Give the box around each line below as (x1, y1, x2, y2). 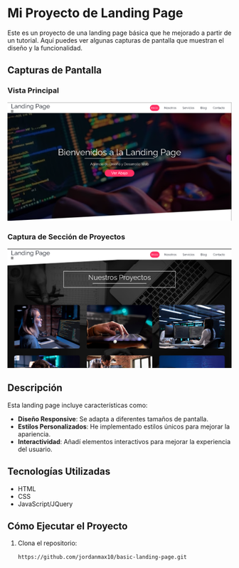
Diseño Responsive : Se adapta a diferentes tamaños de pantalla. (17, 414, 208, 423)
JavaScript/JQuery (17, 500, 73, 508)
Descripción (7, 382, 63, 394)
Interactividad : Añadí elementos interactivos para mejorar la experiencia (17, 437, 231, 446)
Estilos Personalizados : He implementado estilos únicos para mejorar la (17, 422, 230, 431)
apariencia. (17, 429, 51, 438)
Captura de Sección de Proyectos (7, 232, 126, 242)
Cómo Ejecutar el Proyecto (7, 520, 128, 532)
